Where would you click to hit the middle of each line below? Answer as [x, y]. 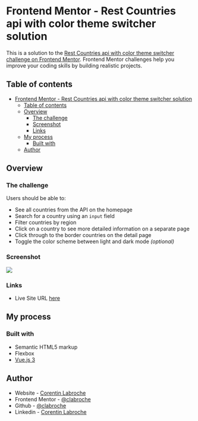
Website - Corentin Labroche [50, 393]
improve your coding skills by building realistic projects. [74, 65]
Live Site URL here [37, 298]
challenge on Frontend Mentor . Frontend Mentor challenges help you [90, 59]
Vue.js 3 [25, 359]
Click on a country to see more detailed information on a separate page [102, 229]
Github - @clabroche [40, 405]
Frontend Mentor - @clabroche [53, 399]
